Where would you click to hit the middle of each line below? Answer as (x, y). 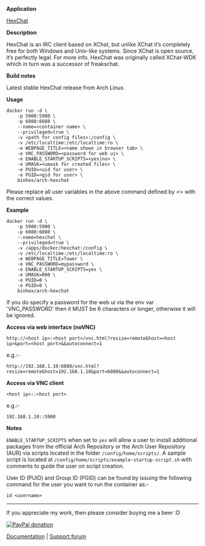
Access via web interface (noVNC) (51, 327)
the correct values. (30, 198)
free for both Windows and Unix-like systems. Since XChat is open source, (100, 51)
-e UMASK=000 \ (37, 275)
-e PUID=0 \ (32, 280)
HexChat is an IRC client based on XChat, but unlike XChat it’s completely (99, 44)
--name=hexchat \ (39, 237)
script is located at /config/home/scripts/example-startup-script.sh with (99, 459)
